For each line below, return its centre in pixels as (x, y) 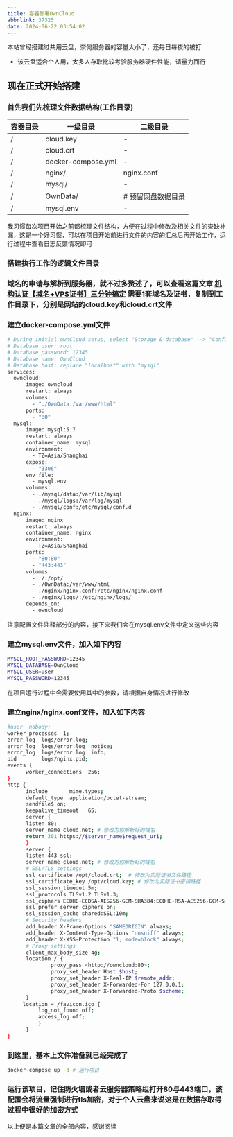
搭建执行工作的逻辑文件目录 (53, 263)
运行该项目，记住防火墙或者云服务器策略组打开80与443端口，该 (115, 1089)
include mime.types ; (64, 791)
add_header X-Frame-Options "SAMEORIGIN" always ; (98, 927)
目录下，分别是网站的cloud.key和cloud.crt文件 (93, 304)
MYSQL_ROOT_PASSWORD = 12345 (46, 659)
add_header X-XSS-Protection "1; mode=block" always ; (105, 939)
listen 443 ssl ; (49, 856)
